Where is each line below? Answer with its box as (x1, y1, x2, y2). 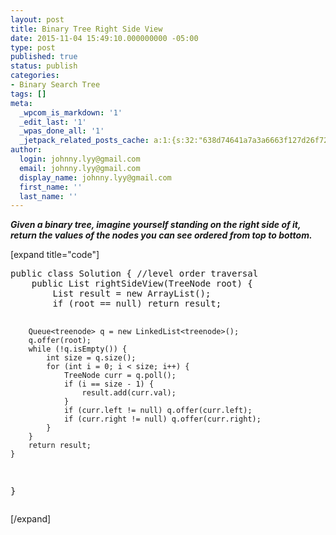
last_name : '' (19, 191, 78, 201)
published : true (10, 52, 78, 62)
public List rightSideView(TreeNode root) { (31, 278, 253, 290)
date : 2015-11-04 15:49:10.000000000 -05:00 (10, 33, 199, 43)
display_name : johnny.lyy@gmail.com (19, 172, 172, 183)
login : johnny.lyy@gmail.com (19, 154, 141, 164)
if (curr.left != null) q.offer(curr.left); (63, 406, 253, 416)
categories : (10, 71, 60, 81)
